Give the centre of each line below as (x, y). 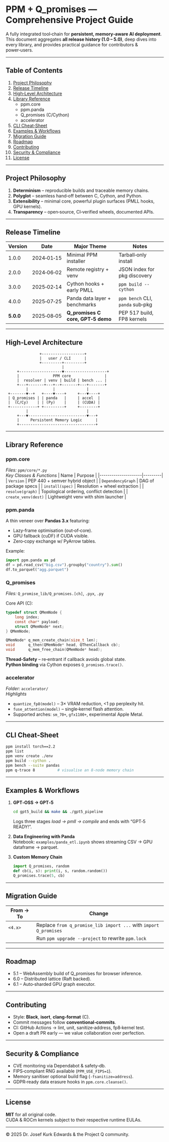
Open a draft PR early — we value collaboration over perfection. (79, 1033)
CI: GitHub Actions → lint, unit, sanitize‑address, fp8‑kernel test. (79, 1028)
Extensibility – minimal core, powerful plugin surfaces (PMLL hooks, (84, 201)
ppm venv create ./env (29, 756)
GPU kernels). (27, 206)
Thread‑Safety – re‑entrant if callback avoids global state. (66, 659)
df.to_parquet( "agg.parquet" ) (37, 569)
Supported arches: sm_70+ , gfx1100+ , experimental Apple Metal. (78, 714)
